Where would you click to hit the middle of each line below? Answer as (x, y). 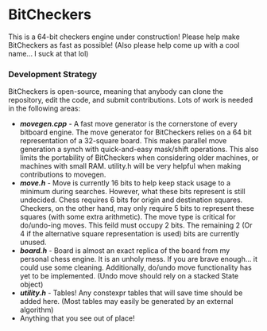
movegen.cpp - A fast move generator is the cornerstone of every (129, 124)
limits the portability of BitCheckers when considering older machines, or (139, 158)
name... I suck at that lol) (48, 53)
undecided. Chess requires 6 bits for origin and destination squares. (131, 200)
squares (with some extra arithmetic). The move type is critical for (128, 217)
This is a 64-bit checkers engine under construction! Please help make (124, 37)
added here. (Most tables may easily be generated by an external (126, 302)
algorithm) (37, 310)
